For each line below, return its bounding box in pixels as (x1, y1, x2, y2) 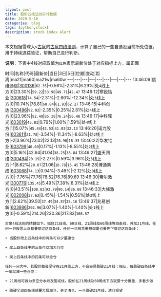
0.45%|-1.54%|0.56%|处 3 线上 (40, 192, 101, 198)
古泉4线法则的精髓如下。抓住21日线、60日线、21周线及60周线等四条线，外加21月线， (5, 221, 153, 226)
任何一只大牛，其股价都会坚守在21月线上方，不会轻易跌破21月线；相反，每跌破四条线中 (5, 264, 156, 269)
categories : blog (5, 20, 40, 26)
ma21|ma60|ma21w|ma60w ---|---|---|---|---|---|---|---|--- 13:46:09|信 (10, 76, 156, 82)
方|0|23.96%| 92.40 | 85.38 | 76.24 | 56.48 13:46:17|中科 (5, 113, 108, 119)
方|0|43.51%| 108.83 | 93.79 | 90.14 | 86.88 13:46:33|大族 (5, 186, 111, 192)
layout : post (5, 7, 32, 12)
